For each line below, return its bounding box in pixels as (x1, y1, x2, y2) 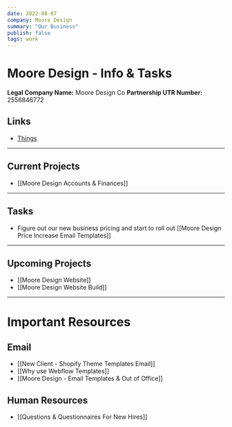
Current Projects (7, 160, 80, 173)
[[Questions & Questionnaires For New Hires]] (17, 412, 148, 421)
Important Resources (7, 314, 131, 330)
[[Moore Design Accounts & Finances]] (17, 179, 128, 187)
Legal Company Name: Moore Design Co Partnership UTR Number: (7, 88, 203, 97)
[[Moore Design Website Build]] (17, 283, 107, 292)
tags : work (7, 36, 39, 43)
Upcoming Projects (7, 257, 92, 269)
